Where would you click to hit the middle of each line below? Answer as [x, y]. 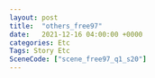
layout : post [34, 17]
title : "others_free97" [56, 26]
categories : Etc [40, 43]
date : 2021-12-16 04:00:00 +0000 [76, 34]
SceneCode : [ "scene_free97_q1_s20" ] [78, 59]
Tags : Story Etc [40, 51]
